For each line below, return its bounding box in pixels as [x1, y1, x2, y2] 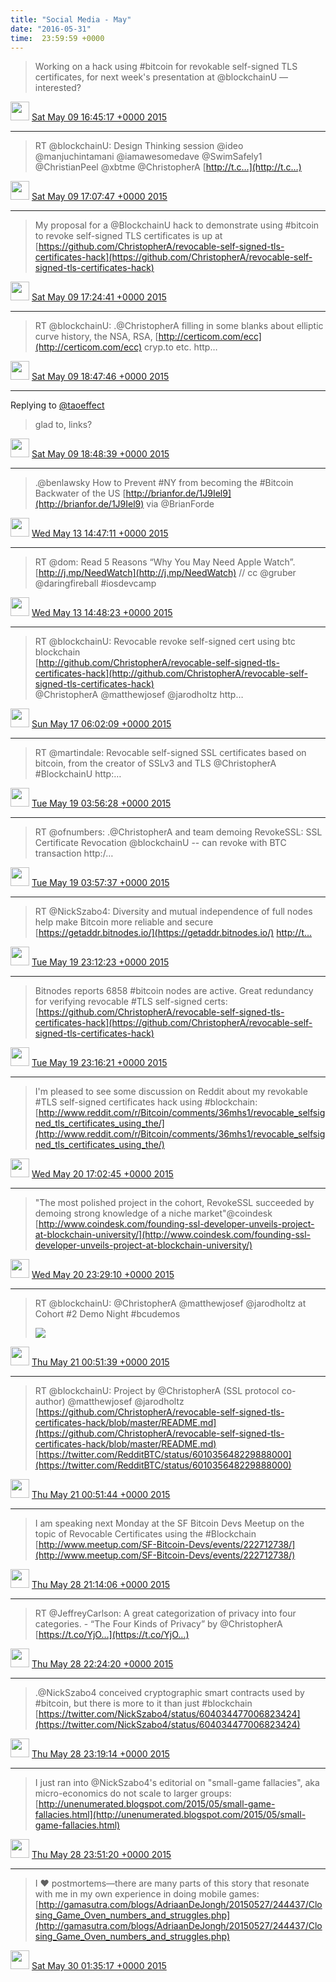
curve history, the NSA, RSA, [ [34, 331, 159, 343]
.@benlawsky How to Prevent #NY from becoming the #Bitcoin [34, 477, 294, 489]
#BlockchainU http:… [34, 768, 122, 780]
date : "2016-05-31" [10, 24, 92, 34]
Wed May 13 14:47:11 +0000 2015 [31, 527, 169, 540]
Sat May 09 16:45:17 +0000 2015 [31, 111, 168, 123]
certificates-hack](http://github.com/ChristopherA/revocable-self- [34, 667, 308, 680]
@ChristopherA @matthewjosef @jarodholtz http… [34, 689, 244, 701]
